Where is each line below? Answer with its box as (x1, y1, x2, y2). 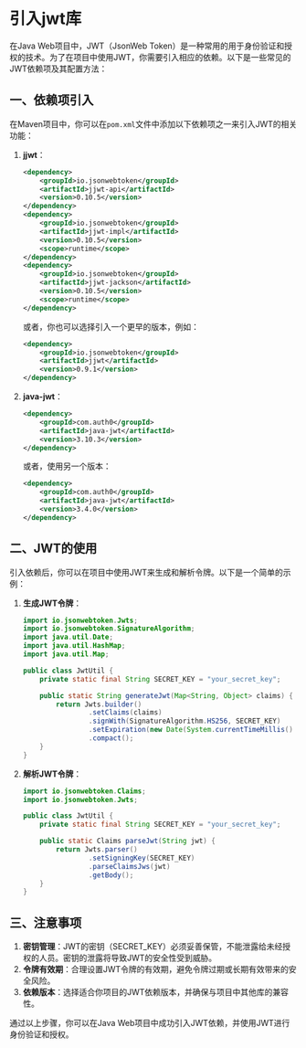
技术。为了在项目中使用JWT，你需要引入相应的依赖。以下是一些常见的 (25, 51, 291, 62)
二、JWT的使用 (9, 541, 98, 556)
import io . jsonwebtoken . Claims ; (22, 787, 146, 796)
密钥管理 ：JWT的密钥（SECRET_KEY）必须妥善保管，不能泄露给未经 (22, 941, 283, 952)
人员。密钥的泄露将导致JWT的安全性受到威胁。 (38, 952, 217, 964)
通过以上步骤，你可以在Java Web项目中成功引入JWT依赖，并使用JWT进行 (9, 1018, 290, 1029)
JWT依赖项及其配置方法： (9, 63, 108, 74)
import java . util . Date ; (22, 632, 114, 642)
